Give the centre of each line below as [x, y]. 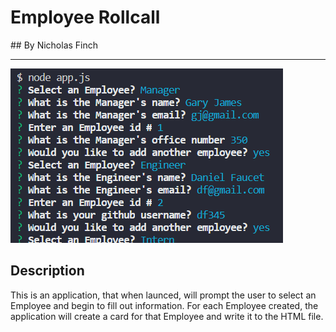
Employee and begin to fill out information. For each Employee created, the [164, 305]
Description [47, 271]
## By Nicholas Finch [54, 45]
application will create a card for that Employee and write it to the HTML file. [167, 316]
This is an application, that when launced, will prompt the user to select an [163, 295]
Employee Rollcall [85, 17]
